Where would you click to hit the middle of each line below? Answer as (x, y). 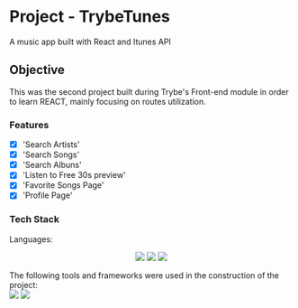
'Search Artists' (51, 145)
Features (29, 125)
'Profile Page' (47, 195)
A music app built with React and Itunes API (90, 42)
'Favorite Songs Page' (63, 185)
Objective (37, 70)
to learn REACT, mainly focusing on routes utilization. (108, 101)
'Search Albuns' (52, 165)
